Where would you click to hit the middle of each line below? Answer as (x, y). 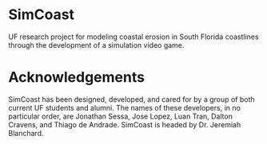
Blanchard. (26, 133)
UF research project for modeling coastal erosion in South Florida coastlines (133, 37)
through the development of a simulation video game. (96, 45)
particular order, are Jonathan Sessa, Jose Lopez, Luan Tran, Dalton (121, 116)
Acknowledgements (77, 78)
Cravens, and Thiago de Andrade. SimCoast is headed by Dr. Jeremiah (125, 124)
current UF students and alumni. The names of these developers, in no (125, 107)
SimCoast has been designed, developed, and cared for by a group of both (132, 99)
